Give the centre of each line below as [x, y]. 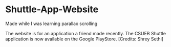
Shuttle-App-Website [52, 9]
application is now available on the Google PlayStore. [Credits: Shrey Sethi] [84, 39]
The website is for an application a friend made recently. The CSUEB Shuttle [86, 33]
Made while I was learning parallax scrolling [51, 24]
